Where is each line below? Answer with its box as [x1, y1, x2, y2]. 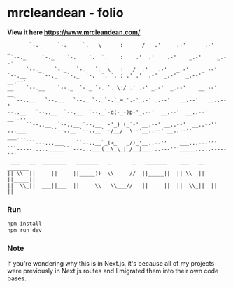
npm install [7, 220, 42, 228]
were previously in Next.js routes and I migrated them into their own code [7, 267, 219, 275]
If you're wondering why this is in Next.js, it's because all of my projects [7, 259, 215, 268]
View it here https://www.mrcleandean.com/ [7, 28, 141, 36]
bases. [7, 274, 27, 282]
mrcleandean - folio [7, 5, 124, 21]
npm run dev [7, 227, 42, 234]
